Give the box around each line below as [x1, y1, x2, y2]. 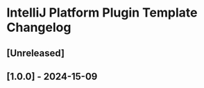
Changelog [6, 19, 71, 35]
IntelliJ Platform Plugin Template [6, 5, 198, 21]
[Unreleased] [6, 47, 65, 59]
